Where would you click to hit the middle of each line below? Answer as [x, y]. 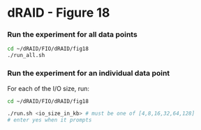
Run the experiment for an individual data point [89, 73]
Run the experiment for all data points [72, 35]
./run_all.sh [26, 56]
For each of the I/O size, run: [48, 88]
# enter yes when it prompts [50, 120]
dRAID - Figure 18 [59, 13]
